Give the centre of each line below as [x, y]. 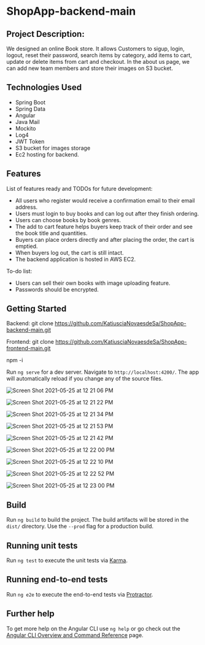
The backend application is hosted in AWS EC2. [75, 259]
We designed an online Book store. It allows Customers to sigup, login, [95, 48]
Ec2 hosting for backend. [47, 154]
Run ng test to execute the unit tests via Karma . [67, 560]
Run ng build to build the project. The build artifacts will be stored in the [98, 520]
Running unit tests [42, 545]
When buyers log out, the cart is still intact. [69, 252]
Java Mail [27, 122]
